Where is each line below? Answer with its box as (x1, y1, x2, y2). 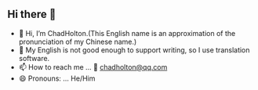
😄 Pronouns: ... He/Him (18, 74, 96, 83)
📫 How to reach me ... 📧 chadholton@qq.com (18, 62, 168, 71)
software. (18, 53, 50, 63)
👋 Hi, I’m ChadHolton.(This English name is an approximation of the (18, 28, 236, 38)
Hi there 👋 (7, 8, 56, 21)
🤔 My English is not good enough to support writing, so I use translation (18, 45, 250, 55)
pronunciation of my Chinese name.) (18, 37, 137, 46)
